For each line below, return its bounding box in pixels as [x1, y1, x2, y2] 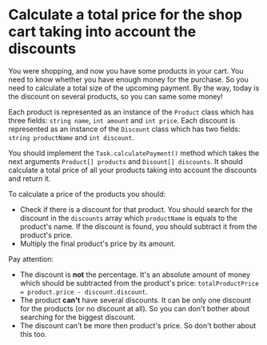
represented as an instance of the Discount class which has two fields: [8, 124, 241, 134]
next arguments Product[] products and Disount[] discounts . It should [8, 156, 244, 166]
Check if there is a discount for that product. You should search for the [19, 204, 253, 214]
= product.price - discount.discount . [19, 287, 148, 296]
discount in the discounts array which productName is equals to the [19, 213, 237, 223]
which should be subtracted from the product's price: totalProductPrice [19, 278, 260, 287]
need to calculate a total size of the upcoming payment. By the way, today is [8, 82, 260, 93]
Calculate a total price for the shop [8, 6, 242, 24]
